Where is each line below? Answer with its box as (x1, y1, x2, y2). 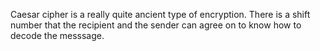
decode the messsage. (10, 30, 105, 41)
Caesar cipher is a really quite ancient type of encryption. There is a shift (10, 9, 311, 20)
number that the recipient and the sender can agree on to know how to (10, 19, 302, 31)
